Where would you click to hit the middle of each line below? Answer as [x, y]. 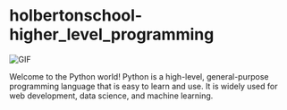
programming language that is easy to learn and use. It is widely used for [143, 86]
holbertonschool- [76, 16]
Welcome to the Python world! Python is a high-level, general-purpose [139, 76]
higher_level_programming [112, 34]
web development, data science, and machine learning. [111, 96]
